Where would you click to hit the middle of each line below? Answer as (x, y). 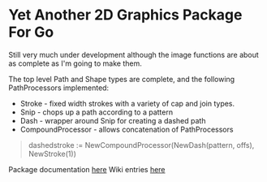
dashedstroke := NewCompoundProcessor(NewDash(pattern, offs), (141, 145)
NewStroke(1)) (52, 154)
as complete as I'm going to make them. (75, 63)
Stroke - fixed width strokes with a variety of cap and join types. (127, 103)
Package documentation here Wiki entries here (87, 169)
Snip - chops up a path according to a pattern (96, 112)
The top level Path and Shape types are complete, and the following (122, 79)
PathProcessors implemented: (59, 88)
